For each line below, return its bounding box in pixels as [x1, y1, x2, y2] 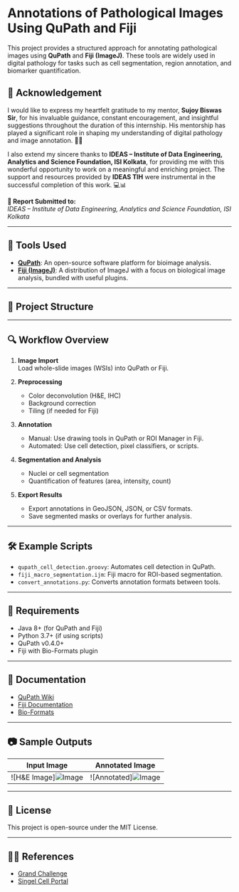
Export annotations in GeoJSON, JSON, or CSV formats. [28, 504, 193, 513]
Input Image [26, 760, 68, 770]
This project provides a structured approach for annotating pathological [7, 43, 218, 52]
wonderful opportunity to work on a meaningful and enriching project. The [7, 165, 225, 174]
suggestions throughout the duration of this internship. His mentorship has [7, 121, 226, 129]
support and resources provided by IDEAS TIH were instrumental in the [7, 172, 216, 181]
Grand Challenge [17, 869, 68, 878]
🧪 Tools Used [7, 240, 67, 252]
